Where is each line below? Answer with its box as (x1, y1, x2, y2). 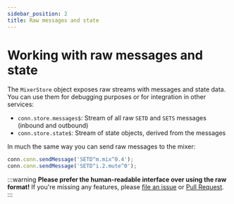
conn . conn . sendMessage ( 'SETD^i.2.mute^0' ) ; (7, 162, 137, 170)
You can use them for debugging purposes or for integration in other (7, 93, 207, 101)
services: (7, 100, 34, 109)
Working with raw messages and (7, 47, 203, 63)
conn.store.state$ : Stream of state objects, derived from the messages (17, 129, 226, 137)
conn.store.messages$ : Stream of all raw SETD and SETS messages (17, 114, 207, 122)
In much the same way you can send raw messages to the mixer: (7, 142, 196, 151)
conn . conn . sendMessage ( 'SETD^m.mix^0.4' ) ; (7, 156, 134, 163)
